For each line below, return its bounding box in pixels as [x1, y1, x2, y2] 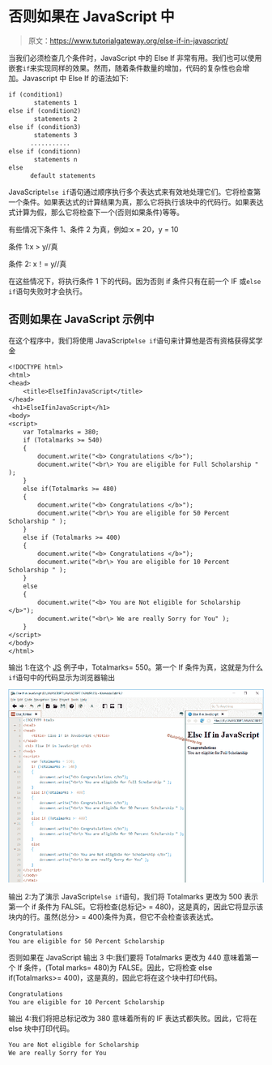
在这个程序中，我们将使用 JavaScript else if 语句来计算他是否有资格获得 [8, 335, 249, 345]
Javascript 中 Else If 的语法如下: [22, 73, 129, 83]
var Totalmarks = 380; [23, 428, 100, 436]
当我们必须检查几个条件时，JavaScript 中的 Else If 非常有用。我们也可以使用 [8, 53, 262, 63]
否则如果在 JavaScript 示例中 [8, 313, 155, 326]
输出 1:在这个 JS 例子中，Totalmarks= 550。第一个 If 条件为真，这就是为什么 [8, 662, 263, 672]
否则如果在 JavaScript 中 [8, 7, 176, 26]
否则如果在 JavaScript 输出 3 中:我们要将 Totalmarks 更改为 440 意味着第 [8, 952, 253, 962]
